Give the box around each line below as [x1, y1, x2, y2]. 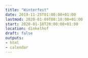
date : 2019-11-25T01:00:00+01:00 [5, 12, 76, 17]
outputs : [5, 36, 24, 41]
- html [5, 40, 19, 45]
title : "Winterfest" [5, 7, 49, 13]
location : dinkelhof [5, 26, 49, 31]
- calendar [5, 45, 28, 50]
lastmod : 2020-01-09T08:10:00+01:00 [5, 17, 83, 22]
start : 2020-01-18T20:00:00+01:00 [5, 21, 79, 27]
